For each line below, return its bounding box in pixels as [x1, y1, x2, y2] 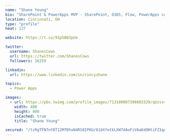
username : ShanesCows [10, 49, 56, 54]
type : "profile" [5, 21, 39, 27]
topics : [5, 81, 22, 86]
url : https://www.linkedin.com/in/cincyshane [10, 72, 108, 77]
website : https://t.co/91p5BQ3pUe [5, 35, 78, 40]
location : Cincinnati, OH [5, 17, 60, 22]
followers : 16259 [10, 58, 47, 63]
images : [5, 95, 22, 100]
